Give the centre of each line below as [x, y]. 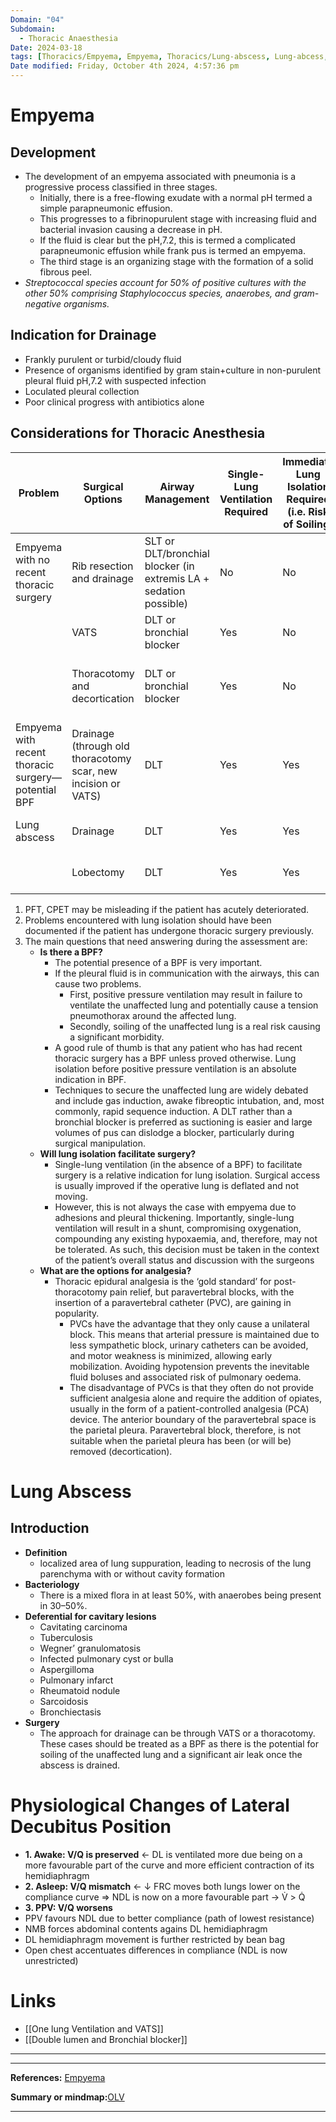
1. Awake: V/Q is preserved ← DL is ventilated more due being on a [163, 1854]
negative [43, 304]
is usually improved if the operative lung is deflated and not [176, 1185]
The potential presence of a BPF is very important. [158, 962]
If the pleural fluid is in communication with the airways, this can [187, 973]
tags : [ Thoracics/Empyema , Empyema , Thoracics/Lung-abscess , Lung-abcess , [169, 57]
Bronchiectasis [70, 1712]
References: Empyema [58, 2077]
